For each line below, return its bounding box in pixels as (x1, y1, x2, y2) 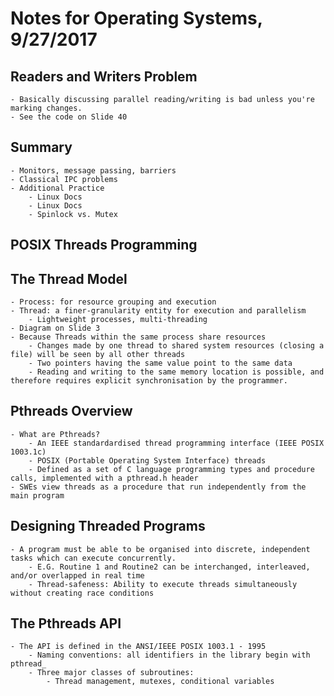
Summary (10, 139, 73, 156)
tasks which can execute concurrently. (10, 553, 177, 563)
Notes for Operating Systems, (10, 7, 263, 30)
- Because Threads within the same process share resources (10, 332, 267, 342)
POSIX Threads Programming (10, 237, 198, 254)
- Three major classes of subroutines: (28, 668, 195, 678)
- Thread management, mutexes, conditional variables (46, 677, 275, 687)
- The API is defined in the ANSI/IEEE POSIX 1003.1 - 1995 (10, 642, 267, 652)
